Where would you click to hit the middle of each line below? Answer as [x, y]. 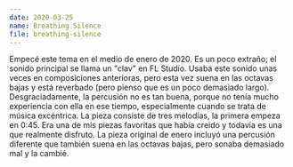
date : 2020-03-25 [41, 17]
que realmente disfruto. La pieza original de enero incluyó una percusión [142, 135]
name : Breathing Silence [55, 26]
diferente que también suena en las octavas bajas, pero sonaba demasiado [147, 144]
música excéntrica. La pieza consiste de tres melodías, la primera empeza [145, 115]
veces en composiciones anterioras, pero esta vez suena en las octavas [141, 78]
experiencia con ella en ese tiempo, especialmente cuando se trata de [138, 107]
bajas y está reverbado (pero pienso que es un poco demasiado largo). [139, 87]
